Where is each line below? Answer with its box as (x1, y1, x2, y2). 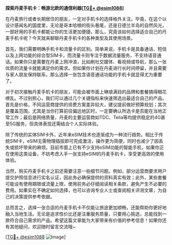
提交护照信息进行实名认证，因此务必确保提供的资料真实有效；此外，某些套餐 (5, 174, 167, 181)
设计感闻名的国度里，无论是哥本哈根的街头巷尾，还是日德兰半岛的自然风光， (5, 23, 167, 28)
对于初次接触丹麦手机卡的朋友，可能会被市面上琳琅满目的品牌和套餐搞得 (5, 89, 158, 95)
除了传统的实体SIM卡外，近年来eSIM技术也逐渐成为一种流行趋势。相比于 (5, 131, 159, 138)
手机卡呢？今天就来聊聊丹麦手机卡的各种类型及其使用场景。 (9, 35, 136, 41)
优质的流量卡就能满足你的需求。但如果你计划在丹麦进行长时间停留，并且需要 (5, 65, 167, 71)
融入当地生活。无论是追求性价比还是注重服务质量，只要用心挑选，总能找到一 (5, 211, 167, 217)
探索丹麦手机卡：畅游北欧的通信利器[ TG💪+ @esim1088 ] (5, 5, 124, 11)
